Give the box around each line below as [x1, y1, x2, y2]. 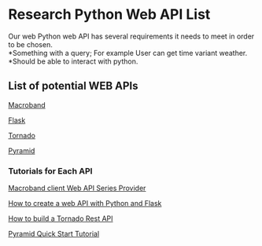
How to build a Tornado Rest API [8, 214, 113, 223]
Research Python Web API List [8, 6, 211, 24]
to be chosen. [8, 39, 53, 49]
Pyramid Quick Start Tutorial [8, 229, 100, 239]
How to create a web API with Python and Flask [8, 199, 162, 208]
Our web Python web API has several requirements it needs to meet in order [8, 31, 255, 41]
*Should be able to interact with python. [8, 57, 138, 66]
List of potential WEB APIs [8, 79, 138, 93]
